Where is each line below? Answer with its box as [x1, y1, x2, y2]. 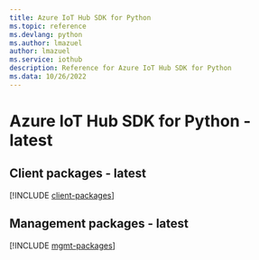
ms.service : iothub [9, 55, 83, 64]
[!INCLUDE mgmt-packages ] [9, 240, 116, 251]
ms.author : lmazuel [9, 38, 83, 48]
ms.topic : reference [9, 22, 88, 31]
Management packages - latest [9, 216, 190, 231]
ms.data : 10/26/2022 [9, 72, 88, 81]
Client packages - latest [9, 166, 147, 181]
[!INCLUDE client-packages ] [9, 190, 115, 200]
